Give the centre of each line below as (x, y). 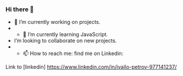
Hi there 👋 (20, 9)
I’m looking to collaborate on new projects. (65, 41)
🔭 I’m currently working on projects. (57, 22)
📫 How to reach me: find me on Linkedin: (73, 53)
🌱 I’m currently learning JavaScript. (65, 34)
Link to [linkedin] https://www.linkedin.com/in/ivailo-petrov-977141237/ (91, 67)
